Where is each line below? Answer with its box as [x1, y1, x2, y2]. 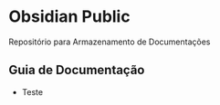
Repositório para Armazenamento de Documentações [8, 36, 211, 47]
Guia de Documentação [8, 62, 145, 78]
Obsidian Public [8, 6, 131, 27]
